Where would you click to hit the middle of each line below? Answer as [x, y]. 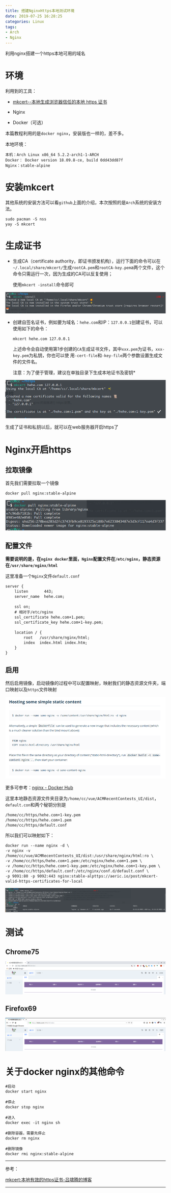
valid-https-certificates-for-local [44, 881]
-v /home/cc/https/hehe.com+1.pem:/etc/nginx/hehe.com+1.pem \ [74, 861]
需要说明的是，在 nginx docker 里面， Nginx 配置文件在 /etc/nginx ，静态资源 [83, 559]
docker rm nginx [22, 1138]
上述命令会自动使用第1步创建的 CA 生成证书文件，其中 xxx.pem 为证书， [84, 349]
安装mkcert [30, 187]
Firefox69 [21, 1008]
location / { [28, 633]
